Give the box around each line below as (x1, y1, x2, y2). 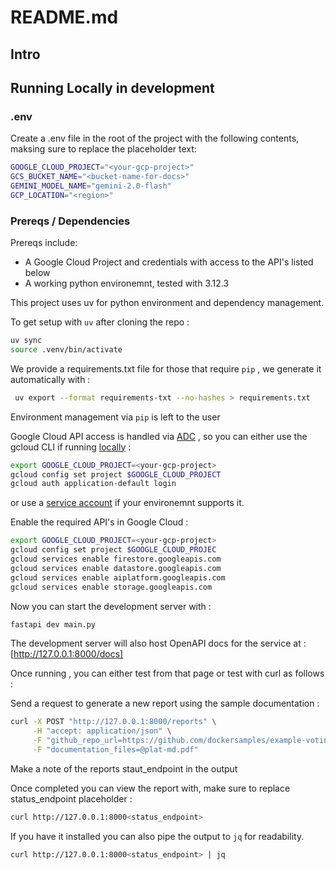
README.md (10, 6, 119, 29)
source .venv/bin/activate (10, 344, 123, 355)
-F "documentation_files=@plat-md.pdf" (32, 745, 199, 755)
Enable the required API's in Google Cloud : (10, 516, 189, 528)
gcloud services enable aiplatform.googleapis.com (10, 572, 226, 583)
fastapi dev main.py (10, 619, 97, 630)
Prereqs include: (10, 237, 78, 249)
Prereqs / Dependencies (10, 214, 131, 228)
